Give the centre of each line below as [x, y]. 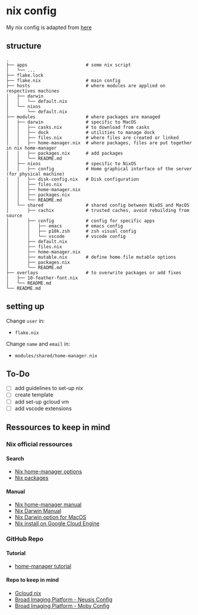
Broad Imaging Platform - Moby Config [62, 606]
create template [34, 395]
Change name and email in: [38, 344]
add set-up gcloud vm [42, 401]
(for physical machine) [36, 174]
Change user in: [25, 321]
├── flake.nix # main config [63, 80]
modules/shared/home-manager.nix [56, 356]
